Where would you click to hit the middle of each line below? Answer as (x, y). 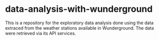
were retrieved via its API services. (40, 33)
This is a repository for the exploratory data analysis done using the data (79, 23)
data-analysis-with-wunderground (79, 9)
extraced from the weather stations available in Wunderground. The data (79, 28)
